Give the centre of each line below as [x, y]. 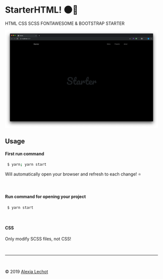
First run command [25, 154]
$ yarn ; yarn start [27, 165]
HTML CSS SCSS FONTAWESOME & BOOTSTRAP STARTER [65, 23]
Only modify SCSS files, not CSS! [38, 239]
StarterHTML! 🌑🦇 [42, 10]
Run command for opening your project [46, 196]
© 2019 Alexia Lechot [27, 271]
